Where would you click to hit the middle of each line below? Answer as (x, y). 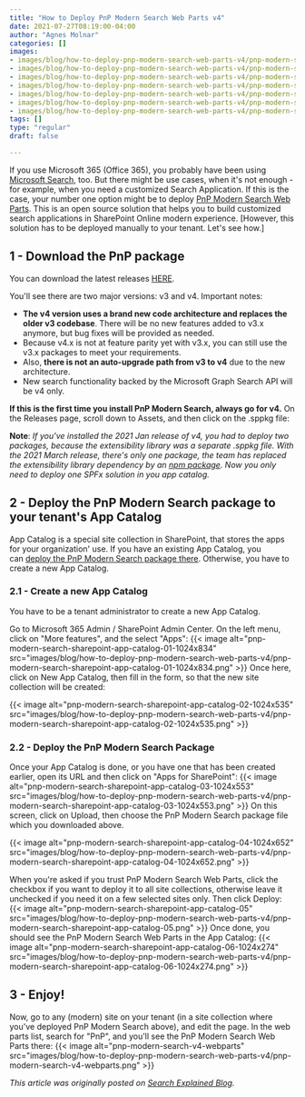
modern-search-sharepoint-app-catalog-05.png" (102, 928)
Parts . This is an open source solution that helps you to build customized (145, 208)
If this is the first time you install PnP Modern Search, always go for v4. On (152, 408)
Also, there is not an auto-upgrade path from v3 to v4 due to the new (154, 362)
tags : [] (26, 119)
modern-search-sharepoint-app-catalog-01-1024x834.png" (122, 667)
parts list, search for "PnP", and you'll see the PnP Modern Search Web (142, 1036)
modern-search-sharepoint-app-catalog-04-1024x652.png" (123, 862)
